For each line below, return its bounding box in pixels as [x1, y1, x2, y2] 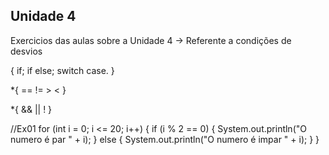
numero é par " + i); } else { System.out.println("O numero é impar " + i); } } [10, 133, 320, 145]
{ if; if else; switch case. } [10, 64, 115, 76]
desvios [10, 45, 43, 57]
